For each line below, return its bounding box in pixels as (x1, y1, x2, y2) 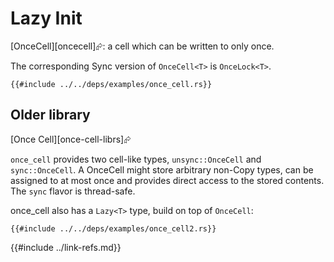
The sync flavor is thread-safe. (10, 185, 136, 197)
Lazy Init (10, 7, 83, 30)
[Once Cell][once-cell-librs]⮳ (10, 133, 132, 145)
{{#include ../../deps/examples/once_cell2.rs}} (10, 223, 217, 234)
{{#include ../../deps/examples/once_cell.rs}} (10, 79, 213, 89)
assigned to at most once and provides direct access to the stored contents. (10, 174, 325, 186)
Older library (10, 107, 91, 124)
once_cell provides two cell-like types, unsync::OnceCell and (10, 153, 262, 165)
